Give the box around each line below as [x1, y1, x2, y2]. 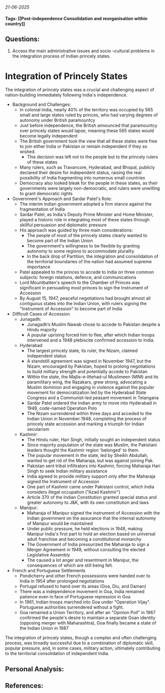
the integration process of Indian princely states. [12, 53, 111, 59]
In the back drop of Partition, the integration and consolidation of [27, 253, 159, 259]
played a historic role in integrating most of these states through [19, 217, 150, 223]
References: [5, 682, 43, 690]
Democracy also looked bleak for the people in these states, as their [19, 180, 158, 186]
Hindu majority [27, 327, 57, 333]
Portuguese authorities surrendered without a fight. [19, 604, 124, 610]
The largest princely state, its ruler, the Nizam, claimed [27, 347, 138, 354]
